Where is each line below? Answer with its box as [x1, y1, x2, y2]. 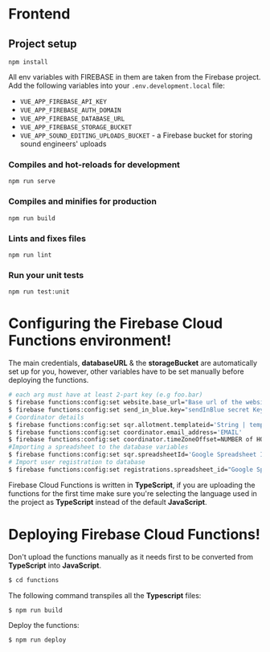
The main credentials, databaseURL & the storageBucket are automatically [8, 359, 258, 368]
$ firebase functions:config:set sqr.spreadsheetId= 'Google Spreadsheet [8, 451, 257, 459]
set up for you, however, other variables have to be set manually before [8, 367, 244, 376]
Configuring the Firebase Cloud [8, 314, 223, 333]
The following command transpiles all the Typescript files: [8, 590, 202, 600]
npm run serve [8, 178, 56, 186]
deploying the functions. [8, 375, 89, 385]
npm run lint [8, 251, 52, 259]
